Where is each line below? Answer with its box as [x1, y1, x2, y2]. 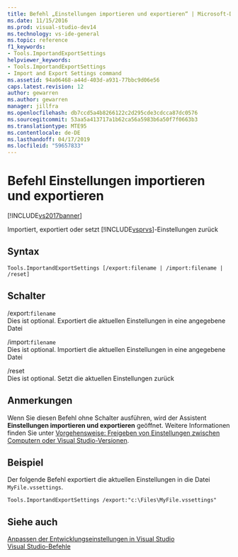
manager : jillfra [7, 103, 59, 110]
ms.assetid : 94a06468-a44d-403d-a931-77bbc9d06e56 [7, 76, 160, 84]
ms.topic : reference [7, 37, 69, 44]
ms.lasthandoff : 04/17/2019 [7, 136, 91, 143]
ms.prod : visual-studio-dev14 [7, 23, 97, 31]
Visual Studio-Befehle [7, 542, 71, 551]
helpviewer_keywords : [7, 57, 72, 64]
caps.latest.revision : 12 [7, 83, 84, 90]
